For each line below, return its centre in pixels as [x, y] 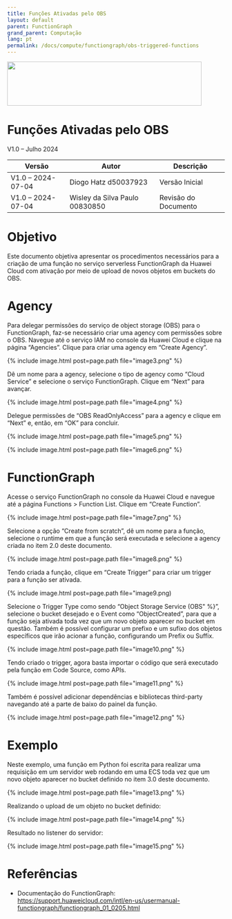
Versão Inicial [181, 182]
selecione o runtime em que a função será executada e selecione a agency [114, 538]
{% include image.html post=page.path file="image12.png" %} [96, 717]
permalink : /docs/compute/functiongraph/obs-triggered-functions [103, 46]
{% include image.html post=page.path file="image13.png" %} [96, 793]
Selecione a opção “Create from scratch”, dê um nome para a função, [106, 531]
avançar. [20, 388]
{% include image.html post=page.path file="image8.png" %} [95, 559]
